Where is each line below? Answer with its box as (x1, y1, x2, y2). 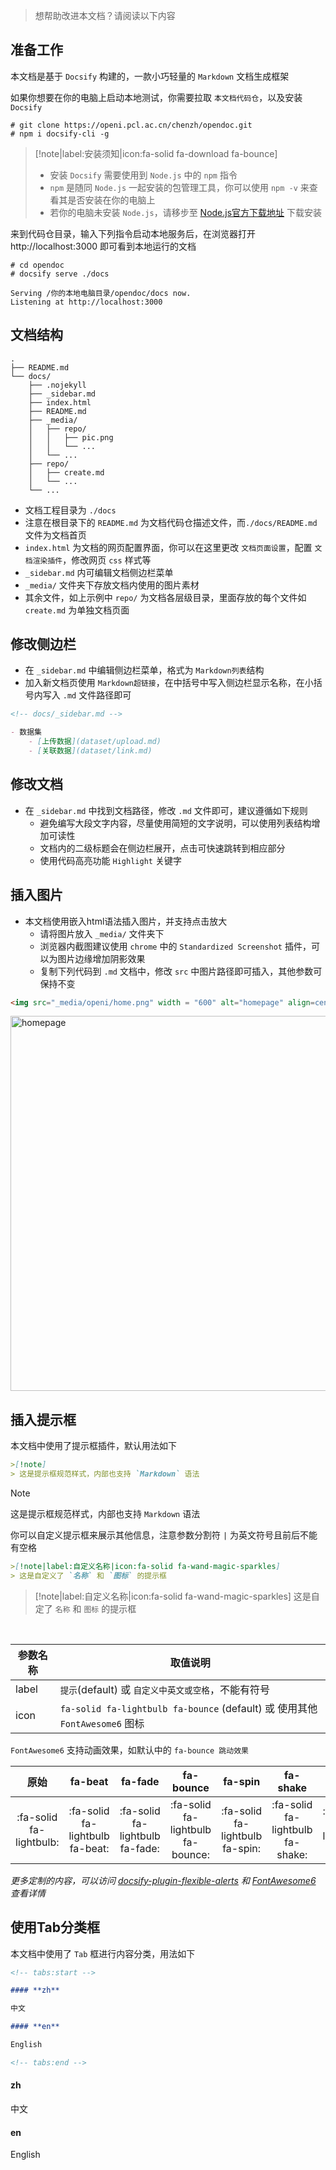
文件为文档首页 (24, 529, 87, 541)
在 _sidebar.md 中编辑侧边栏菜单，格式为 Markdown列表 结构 (24, 664, 265, 676)
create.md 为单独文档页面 (24, 604, 130, 616)
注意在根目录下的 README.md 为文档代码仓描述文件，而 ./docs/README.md (24, 516, 318, 528)
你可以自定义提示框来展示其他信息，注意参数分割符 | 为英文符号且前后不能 (10, 1529, 318, 1541)
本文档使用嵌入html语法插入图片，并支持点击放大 (24, 915, 228, 927)
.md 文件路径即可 (62, 689, 132, 701)
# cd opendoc (10, 260, 65, 270)
